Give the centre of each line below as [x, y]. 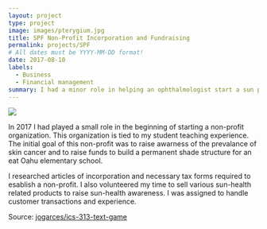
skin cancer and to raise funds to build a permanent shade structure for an [130, 153]
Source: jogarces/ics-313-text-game [68, 217]
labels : [21, 68]
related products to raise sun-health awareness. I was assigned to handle [128, 193]
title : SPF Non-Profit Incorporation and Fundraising [99, 38]
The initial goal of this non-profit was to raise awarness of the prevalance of [132, 144]
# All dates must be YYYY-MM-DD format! [76, 52]
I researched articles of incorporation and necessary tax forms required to [130, 177]
